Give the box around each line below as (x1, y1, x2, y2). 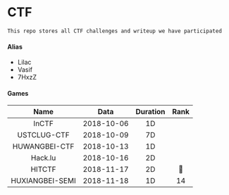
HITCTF (30, 165, 56, 175)
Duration (135, 107, 166, 117)
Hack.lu (30, 153, 56, 163)
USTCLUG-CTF (17, 130, 70, 140)
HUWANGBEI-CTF (12, 141, 75, 151)
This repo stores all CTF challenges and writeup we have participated (7, 27, 222, 34)
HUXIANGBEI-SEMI (11, 176, 76, 186)
